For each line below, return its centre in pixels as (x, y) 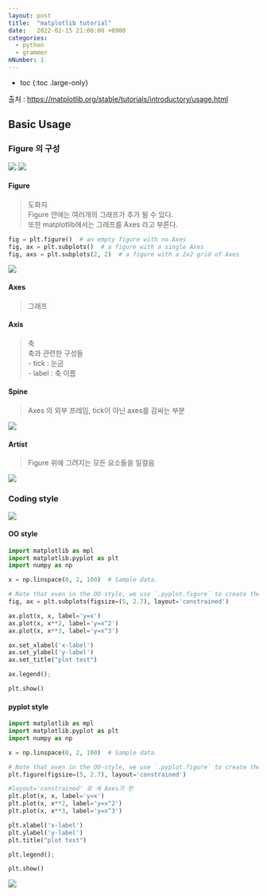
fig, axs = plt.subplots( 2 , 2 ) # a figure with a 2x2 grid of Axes (124, 254)
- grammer (31, 53)
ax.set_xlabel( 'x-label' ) (51, 645)
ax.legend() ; (30, 674)
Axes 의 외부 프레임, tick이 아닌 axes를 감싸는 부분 (106, 410)
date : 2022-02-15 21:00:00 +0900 (67, 30)
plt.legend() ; (32, 855)
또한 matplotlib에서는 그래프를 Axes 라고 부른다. (103, 224)
